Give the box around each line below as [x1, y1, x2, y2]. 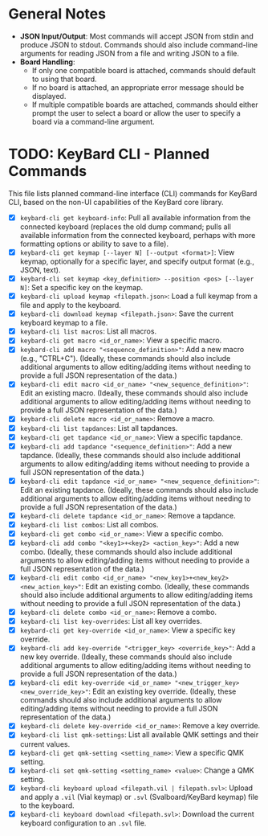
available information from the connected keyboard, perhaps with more [19, 230, 256, 240]
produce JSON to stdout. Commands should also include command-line [19, 39, 258, 49]
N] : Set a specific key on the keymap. [19, 283, 144, 293]
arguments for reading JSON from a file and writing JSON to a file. [19, 48, 239, 58]
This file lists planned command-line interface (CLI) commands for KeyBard [8, 188, 258, 198]
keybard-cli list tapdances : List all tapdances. [19, 423, 178, 432]
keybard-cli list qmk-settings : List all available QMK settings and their [19, 730, 259, 740]
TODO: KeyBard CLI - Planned [8, 145, 210, 163]
